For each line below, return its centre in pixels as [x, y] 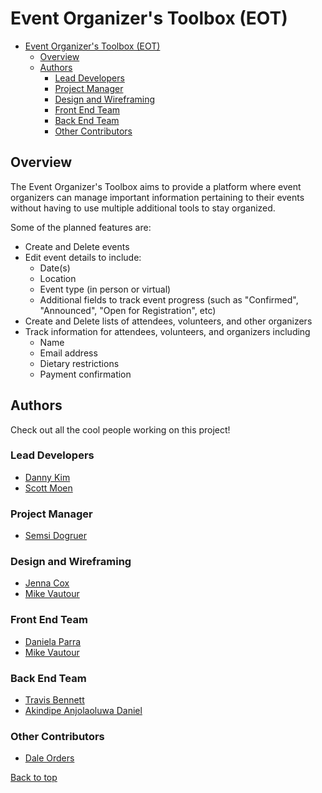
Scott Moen [48, 488]
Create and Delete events [77, 246]
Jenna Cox [47, 583]
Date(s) [55, 268]
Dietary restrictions [79, 363]
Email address [68, 353]
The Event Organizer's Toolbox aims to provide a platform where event [156, 186]
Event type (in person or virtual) [105, 289]
